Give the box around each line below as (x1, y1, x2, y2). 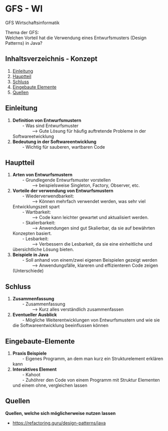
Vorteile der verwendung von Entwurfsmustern (12, 188, 114, 194)
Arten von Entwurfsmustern (12, 172, 73, 178)
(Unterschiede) (12, 268, 44, 274)
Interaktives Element (12, 366, 57, 372)
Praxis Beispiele (12, 350, 47, 356)
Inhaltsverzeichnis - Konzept (5, 55, 98, 63)
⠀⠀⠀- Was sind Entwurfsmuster (12, 123, 79, 129)
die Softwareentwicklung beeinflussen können (12, 322, 109, 329)
